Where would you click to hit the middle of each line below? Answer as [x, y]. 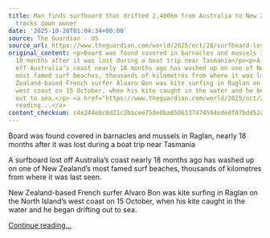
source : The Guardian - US [53, 38]
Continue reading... [40, 225]
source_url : [28, 46]
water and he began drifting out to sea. [73, 209]
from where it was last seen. [55, 177]
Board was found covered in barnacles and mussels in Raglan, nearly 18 [127, 136]
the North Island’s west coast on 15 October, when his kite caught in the [127, 201]
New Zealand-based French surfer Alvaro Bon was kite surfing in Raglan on [133, 193]
